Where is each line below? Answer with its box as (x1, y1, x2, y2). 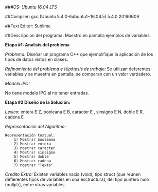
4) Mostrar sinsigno (14, 150, 55, 155)
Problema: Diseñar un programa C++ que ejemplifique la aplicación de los (5, 51, 153, 57)
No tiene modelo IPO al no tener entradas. (5, 90, 89, 96)
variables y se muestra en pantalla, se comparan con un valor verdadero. (5, 71, 152, 77)
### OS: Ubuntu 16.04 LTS (5, 4, 57, 10)
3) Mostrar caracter (14, 146, 55, 151)
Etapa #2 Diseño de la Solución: (5, 99, 70, 105)
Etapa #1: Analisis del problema (5, 42, 70, 48)
